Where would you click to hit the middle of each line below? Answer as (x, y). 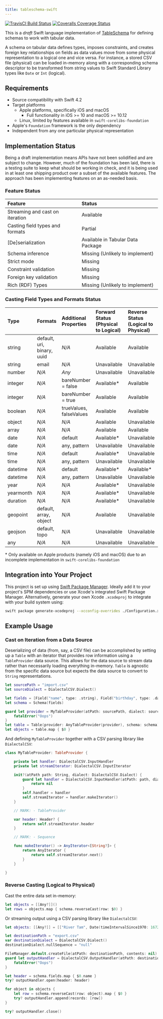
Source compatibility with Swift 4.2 (47, 100)
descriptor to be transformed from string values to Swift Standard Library (78, 68)
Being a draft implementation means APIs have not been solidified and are (79, 158)
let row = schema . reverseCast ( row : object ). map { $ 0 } (70, 994)
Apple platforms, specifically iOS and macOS (64, 110)
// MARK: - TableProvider (40, 811)
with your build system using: (34, 602)
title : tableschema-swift (31, 9)
